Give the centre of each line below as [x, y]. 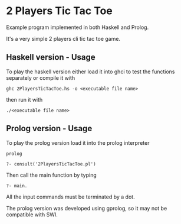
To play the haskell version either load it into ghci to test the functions [90, 72]
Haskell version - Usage [51, 57]
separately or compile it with [41, 77]
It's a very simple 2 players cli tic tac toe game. [63, 38]
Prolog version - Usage [49, 129]
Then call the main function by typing [52, 175]
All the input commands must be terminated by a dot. [70, 197]
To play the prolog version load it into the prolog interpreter [78, 142]
